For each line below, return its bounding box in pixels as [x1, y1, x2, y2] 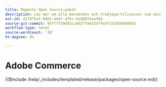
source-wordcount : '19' [5, 30, 54, 35]
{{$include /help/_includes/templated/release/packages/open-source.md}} [5, 76, 158, 82]
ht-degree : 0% [5, 35, 35, 40]
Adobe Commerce [5, 60, 82, 71]
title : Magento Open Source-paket [5, 7, 77, 12]
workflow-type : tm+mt [5, 26, 50, 30]
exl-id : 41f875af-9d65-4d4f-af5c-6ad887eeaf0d [5, 16, 103, 21]
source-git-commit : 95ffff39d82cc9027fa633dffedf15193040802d [5, 21, 136, 26]
